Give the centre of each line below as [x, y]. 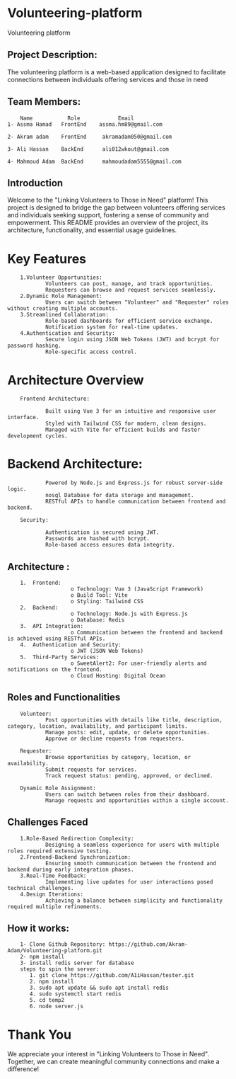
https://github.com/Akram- [148, 944]
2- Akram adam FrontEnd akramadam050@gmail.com [90, 137]
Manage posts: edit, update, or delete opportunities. [128, 732]
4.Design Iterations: [52, 894]
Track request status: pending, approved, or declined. [129, 776]
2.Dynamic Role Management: [61, 296]
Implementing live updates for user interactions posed [129, 882]
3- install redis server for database [77, 963]
